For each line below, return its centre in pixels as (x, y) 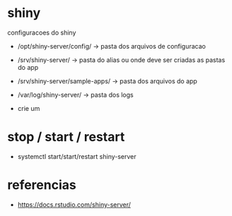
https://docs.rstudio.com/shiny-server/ (74, 204)
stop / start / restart (66, 137)
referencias (42, 185)
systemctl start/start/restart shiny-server (77, 156)
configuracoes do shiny (42, 32)
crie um (29, 108)
